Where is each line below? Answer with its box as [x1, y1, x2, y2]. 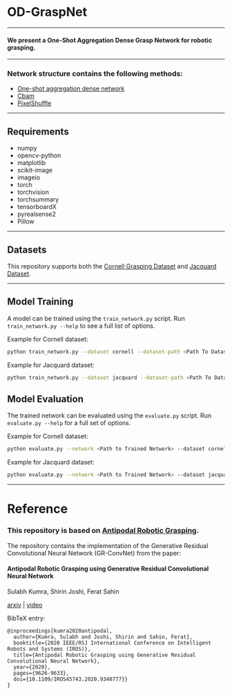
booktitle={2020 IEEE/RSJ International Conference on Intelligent [13, 639, 212, 646]
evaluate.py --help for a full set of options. [7, 419, 131, 427]
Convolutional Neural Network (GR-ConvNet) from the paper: [7, 549, 182, 557]
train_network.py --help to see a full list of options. [7, 322, 155, 330]
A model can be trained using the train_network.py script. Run [7, 314, 185, 322]
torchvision [17, 188, 50, 197]
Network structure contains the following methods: [7, 69, 183, 79]
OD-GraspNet [7, 4, 88, 20]
